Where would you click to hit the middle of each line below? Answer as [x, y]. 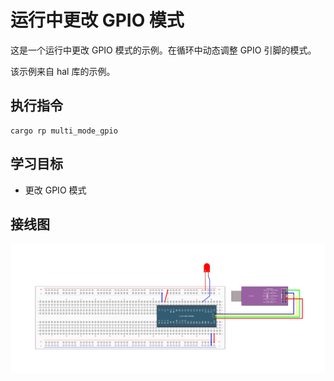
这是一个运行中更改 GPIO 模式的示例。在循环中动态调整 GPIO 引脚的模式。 [163, 50]
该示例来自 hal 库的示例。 [63, 71]
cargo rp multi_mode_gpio [64, 131]
